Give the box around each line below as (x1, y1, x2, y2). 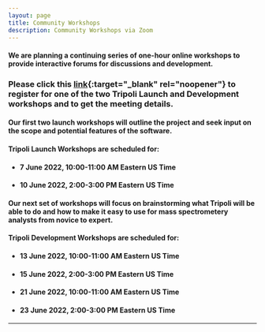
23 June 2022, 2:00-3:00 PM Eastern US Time (19, 305, 176, 315)
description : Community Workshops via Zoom (8, 26, 154, 34)
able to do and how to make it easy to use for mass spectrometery (8, 207, 229, 216)
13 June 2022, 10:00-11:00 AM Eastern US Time (19, 252, 180, 261)
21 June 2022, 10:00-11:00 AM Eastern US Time (19, 287, 180, 297)
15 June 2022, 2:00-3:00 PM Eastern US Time (19, 269, 174, 278)
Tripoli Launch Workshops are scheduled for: (8, 144, 160, 154)
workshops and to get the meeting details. (8, 98, 174, 109)
